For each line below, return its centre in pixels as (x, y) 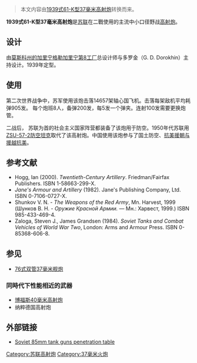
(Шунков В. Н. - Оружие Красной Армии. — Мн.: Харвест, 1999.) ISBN (102, 209)
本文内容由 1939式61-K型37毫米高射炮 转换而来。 (79, 9)
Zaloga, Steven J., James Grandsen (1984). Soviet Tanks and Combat (99, 221)
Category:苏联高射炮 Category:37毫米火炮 (57, 354)
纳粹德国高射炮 (33, 307)
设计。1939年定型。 (35, 65)
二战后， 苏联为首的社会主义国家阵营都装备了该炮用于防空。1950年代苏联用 (98, 128)
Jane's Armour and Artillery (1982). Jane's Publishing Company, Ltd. (98, 190)
